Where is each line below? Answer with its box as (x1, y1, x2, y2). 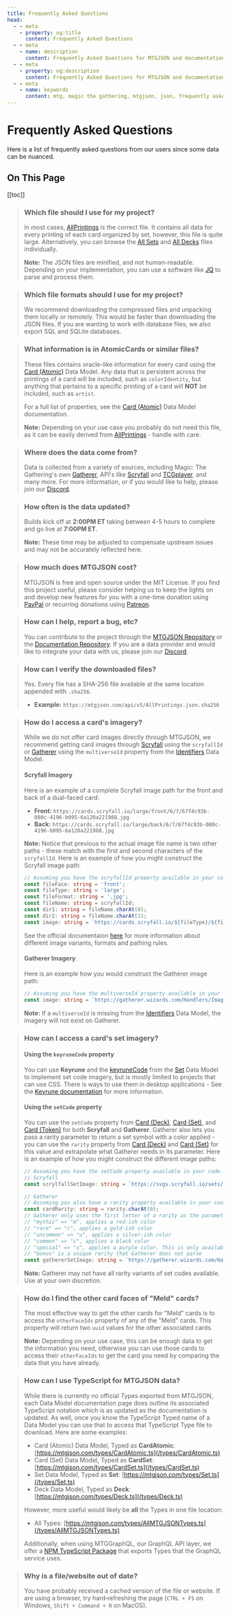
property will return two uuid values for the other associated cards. (23, 1324, 214, 1332)
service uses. (23, 1554, 62, 1562)
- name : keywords (19, 86, 69, 93)
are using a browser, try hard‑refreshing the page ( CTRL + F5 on (23, 1594, 204, 1602)
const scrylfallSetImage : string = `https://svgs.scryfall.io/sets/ (23, 1181, 224, 1187)
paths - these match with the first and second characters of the (23, 846, 203, 854)
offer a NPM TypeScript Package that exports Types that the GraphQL (23, 1547, 221, 1555)
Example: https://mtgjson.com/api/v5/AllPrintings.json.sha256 (34, 701, 220, 709)
